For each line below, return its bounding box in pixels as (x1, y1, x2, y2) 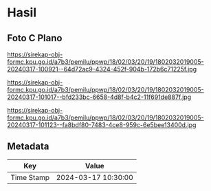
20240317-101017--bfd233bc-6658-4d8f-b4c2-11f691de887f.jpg (7, 93, 192, 101)
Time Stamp (10, 172, 50, 182)
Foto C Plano (7, 32, 63, 44)
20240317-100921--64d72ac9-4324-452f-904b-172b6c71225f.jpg (7, 65, 197, 73)
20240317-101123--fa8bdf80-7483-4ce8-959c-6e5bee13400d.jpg (7, 121, 197, 128)
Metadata (7, 141, 49, 153)
